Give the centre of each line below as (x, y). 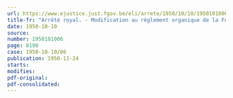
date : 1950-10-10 (32, 26)
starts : (18, 65)
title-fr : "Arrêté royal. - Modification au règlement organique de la (113, 20)
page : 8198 (23, 46)
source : (18, 33)
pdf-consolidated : (34, 84)
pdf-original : (28, 78)
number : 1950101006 (35, 39)
